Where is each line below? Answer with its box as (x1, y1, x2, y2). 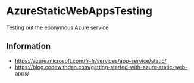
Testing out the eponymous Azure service (6, 24, 109, 31)
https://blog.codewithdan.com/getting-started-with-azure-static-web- (14, 63, 188, 70)
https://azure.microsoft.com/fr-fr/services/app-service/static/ (14, 57, 167, 64)
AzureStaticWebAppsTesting (6, 4, 153, 18)
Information (6, 41, 51, 51)
